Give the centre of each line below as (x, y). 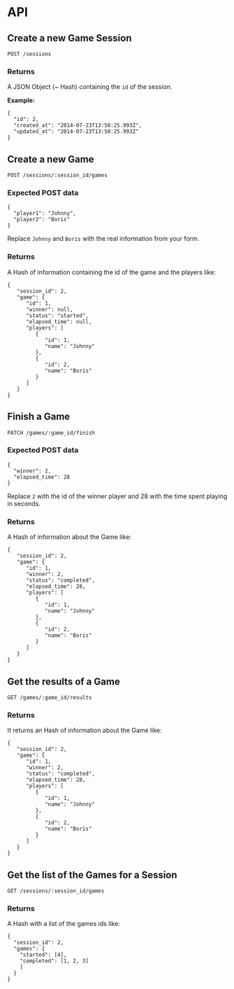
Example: (21, 100)
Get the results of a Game (64, 681)
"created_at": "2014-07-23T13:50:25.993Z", (78, 126)
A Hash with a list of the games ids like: (64, 924)
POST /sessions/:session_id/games (58, 176)
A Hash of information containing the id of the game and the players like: (112, 272)
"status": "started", (57, 316)
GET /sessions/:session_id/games (56, 891)
